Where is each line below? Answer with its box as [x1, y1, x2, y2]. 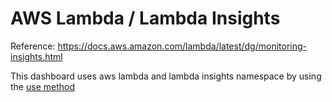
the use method [10, 80, 75, 92]
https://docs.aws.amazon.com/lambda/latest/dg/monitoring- [57, 40, 307, 52]
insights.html [10, 50, 63, 62]
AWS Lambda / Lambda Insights [10, 7, 281, 30]
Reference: [10, 40, 56, 52]
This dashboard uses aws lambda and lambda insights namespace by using [10, 70, 322, 82]
